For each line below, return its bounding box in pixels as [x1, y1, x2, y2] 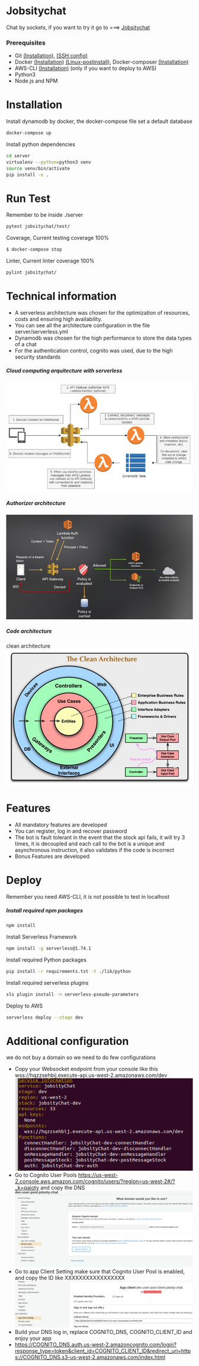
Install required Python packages [6, 956, 87, 963]
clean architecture [6, 642, 50, 649]
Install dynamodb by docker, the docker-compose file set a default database [6, 118, 192, 125]
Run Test [6, 192, 50, 205]
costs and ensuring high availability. [14, 316, 102, 323]
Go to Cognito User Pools [14, 1171, 77, 1179]
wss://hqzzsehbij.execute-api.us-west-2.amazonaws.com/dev [14, 1072, 168, 1079]
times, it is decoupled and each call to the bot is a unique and [14, 840, 165, 847]
